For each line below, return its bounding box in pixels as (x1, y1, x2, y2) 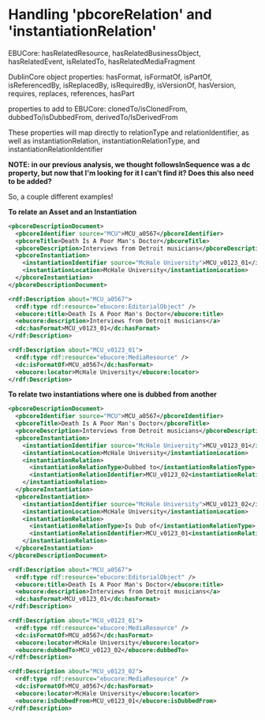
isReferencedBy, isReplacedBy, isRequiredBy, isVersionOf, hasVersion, (8, 80, 237, 90)
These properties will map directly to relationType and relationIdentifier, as (8, 128, 250, 137)
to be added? (8, 176, 53, 186)
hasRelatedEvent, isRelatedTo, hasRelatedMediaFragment (8, 57, 196, 66)
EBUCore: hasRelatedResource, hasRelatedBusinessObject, (8, 48, 201, 58)
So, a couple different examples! (8, 192, 114, 201)
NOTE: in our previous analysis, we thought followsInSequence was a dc (8, 159, 251, 169)
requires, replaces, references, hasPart (8, 88, 136, 98)
